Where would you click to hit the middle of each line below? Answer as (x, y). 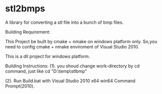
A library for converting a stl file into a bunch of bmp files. (64, 22)
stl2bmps (25, 9)
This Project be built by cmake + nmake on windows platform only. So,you (81, 41)
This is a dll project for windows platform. (48, 56)
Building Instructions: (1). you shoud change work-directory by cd (73, 66)
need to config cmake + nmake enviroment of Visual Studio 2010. (72, 47)
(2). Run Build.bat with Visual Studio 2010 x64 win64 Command (70, 81)
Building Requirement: (28, 32)
